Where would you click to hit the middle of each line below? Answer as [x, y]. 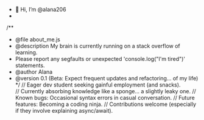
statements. [30, 65]
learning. [26, 52]
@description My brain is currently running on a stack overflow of [98, 46]
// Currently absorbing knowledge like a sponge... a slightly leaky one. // [106, 91]
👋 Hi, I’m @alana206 [40, 9]
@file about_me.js [38, 39]
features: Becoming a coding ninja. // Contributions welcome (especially [106, 104]
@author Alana [34, 72]
